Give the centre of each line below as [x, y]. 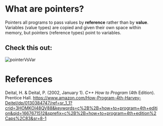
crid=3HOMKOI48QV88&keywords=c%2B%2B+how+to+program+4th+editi [81, 108]
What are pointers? [45, 9]
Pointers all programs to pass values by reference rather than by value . [77, 22]
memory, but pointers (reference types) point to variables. [63, 32]
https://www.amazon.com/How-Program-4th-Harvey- [87, 97]
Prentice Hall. [18, 97]
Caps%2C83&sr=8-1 [26, 118]
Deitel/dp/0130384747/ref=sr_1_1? [39, 103]
